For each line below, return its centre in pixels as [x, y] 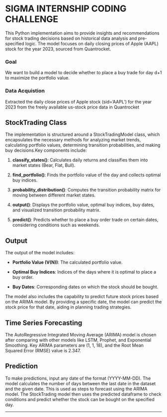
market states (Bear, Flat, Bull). [44, 165]
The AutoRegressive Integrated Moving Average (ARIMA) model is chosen [81, 334]
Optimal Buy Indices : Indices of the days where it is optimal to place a [84, 272]
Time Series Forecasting [44, 323]
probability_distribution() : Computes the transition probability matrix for [86, 190]
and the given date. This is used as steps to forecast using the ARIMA [76, 389]
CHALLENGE [32, 19]
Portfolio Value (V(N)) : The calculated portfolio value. [67, 262]
